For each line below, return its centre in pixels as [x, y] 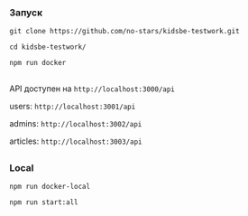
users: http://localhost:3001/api [73, 106]
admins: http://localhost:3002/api [76, 123]
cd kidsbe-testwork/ [48, 47]
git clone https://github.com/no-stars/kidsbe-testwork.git [125, 32]
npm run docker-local [50, 187]
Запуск [26, 13]
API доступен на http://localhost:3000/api [92, 89]
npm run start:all [44, 202]
